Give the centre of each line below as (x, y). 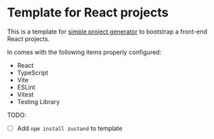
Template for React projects (88, 13)
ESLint (26, 87)
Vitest (25, 94)
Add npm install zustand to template (70, 128)
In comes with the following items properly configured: (84, 52)
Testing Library (38, 101)
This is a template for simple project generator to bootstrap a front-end (107, 31)
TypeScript (33, 73)
